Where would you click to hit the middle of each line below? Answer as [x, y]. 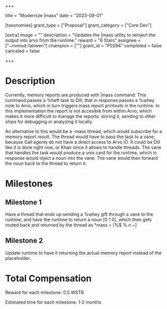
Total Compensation [49, 278]
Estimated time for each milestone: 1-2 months [53, 302]
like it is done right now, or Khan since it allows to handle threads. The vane [83, 147]
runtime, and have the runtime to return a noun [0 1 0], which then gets [78, 220]
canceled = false [23, 51]
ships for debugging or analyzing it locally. [49, 122]
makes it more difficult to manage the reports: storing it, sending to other [80, 116]
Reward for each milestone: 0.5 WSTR [45, 292]
